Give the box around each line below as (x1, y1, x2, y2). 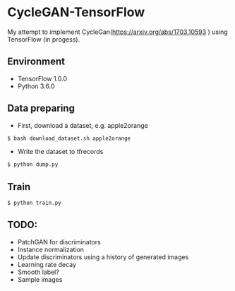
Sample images (17, 275, 63, 283)
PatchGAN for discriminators (17, 237, 101, 246)
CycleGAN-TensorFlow (7, 4, 145, 20)
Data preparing (7, 102, 76, 114)
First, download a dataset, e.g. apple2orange (17, 121, 148, 129)
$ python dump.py (7, 161, 59, 168)
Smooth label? (17, 268, 60, 276)
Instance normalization (17, 245, 85, 254)
